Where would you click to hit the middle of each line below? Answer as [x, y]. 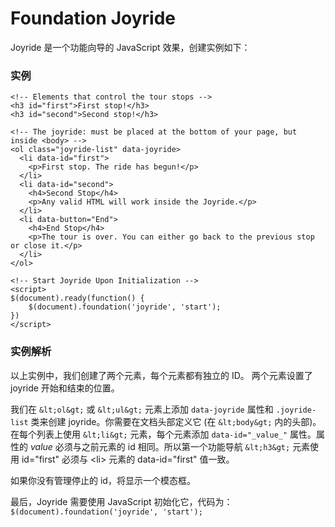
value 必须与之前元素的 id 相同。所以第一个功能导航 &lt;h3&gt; [160, 446]
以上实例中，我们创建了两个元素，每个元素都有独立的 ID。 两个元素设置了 [161, 375]
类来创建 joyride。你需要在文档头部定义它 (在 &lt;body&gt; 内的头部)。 [176, 421]
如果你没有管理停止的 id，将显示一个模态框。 [103, 480]
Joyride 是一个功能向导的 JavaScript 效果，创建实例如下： [130, 47]
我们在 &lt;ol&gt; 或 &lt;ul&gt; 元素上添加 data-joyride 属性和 [142, 409]
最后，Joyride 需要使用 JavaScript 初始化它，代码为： [121, 501]
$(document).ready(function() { [77, 298]
